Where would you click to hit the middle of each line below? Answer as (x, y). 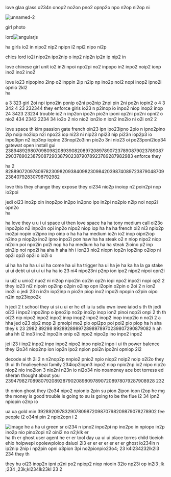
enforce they (148, 156)
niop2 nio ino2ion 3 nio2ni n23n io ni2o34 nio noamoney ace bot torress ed (84, 370)
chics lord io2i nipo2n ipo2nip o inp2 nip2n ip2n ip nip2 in (66, 57)
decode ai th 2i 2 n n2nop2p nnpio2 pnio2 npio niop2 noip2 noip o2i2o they (85, 359)
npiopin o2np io (22, 401)
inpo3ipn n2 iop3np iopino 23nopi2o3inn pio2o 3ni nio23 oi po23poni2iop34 (86, 140)
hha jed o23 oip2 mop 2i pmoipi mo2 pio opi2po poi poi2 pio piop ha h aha (84, 323)
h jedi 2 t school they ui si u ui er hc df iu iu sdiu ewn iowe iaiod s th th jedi (83, 307)
